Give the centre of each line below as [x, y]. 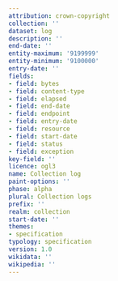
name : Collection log [45, 174]
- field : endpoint [39, 114]
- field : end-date [39, 106]
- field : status [36, 144]
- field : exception [41, 151]
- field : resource [39, 129]
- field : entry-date [43, 121]
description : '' [36, 38]
